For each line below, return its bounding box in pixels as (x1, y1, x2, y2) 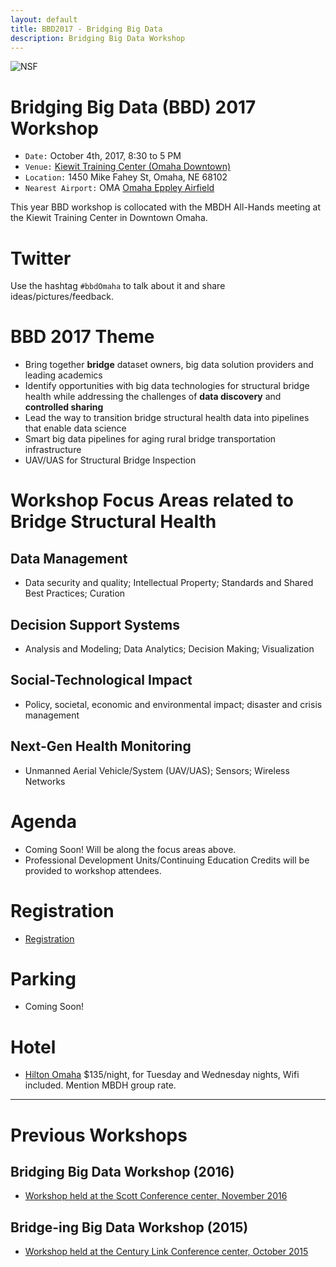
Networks (24, 775, 66, 787)
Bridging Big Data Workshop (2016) (10, 1163, 235, 1180)
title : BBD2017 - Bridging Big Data (10, 24, 163, 34)
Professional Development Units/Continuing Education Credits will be (24, 854, 310, 866)
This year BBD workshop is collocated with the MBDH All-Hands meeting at (10, 201, 322, 213)
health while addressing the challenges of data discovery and (24, 391, 282, 403)
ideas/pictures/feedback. (10, 291, 114, 303)
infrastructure (24, 444, 82, 456)
